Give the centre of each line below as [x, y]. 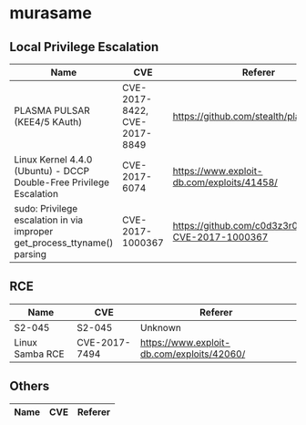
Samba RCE [40, 354]
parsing [31, 254]
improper [34, 231]
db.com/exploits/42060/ [193, 354]
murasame [51, 13]
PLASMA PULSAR [52, 110]
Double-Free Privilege [62, 182]
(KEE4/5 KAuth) [48, 122]
